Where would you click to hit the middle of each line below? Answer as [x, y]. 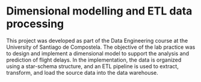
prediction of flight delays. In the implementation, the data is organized [94, 60]
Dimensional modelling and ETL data [99, 11]
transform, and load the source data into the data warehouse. [82, 72]
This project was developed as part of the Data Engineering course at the [97, 40]
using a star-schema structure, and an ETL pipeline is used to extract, [92, 66]
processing [35, 24]
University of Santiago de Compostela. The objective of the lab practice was [101, 47]
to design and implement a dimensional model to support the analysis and [98, 53]
